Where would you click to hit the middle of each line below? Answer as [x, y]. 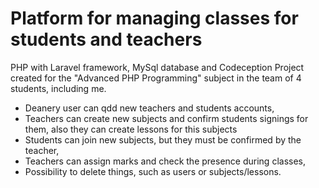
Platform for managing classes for [154, 18]
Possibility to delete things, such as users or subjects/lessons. [153, 171]
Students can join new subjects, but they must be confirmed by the [163, 139]
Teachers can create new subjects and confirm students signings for [166, 118]
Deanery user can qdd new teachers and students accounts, [149, 108]
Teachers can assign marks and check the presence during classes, [165, 161]
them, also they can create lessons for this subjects [131, 129]
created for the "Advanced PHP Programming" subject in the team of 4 [156, 78]
